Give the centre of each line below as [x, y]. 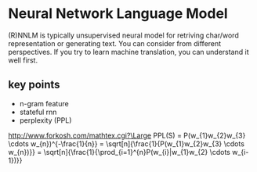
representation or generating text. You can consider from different [115, 43]
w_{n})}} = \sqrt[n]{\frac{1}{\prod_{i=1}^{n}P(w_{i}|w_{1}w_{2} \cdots [119, 152]
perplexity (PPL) [45, 120]
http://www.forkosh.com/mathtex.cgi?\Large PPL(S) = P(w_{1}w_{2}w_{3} [127, 135]
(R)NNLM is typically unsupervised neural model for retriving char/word [123, 35]
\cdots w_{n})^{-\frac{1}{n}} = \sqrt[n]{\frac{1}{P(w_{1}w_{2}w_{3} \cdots [127, 143]
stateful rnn [38, 112]
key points [34, 85]
